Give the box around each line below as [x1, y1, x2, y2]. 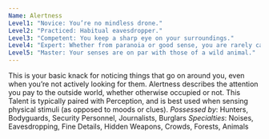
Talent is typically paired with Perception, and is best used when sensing [8, 97, 248, 105]
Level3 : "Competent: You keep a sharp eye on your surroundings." [8, 34, 235, 42]
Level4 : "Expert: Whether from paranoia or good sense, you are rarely [8, 42, 252, 50]
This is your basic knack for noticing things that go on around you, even [8, 71, 245, 80]
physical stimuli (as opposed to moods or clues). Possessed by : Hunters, [8, 105, 248, 114]
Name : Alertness [8, 11, 62, 20]
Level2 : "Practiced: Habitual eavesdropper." [8, 26, 163, 34]
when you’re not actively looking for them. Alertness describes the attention [8, 79, 259, 89]
